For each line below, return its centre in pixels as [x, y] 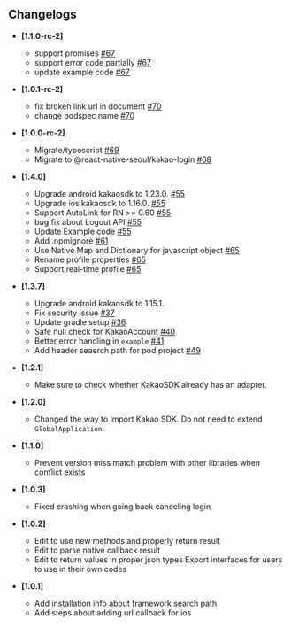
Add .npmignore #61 [71, 240]
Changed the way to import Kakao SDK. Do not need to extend [148, 419]
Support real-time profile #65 [88, 268]
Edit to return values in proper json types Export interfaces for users [158, 559]
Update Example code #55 [83, 231]
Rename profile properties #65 [90, 259]
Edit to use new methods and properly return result [127, 540]
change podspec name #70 [84, 115]
